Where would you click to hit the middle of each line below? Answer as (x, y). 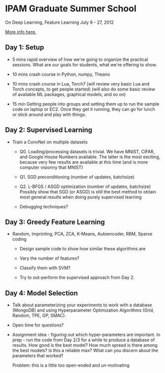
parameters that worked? (38, 356)
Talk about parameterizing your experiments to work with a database (82, 305)
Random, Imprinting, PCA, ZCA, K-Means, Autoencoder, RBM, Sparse (82, 234)
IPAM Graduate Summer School (71, 9)
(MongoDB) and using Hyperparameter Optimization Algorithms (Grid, (83, 310)
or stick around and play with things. (49, 114)
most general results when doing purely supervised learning (81, 197)
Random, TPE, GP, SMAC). (39, 316)
